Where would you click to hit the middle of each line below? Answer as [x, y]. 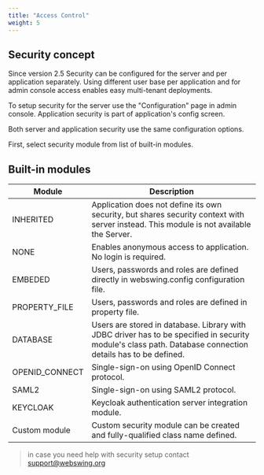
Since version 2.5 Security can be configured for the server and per [118, 74]
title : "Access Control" [49, 15]
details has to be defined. [138, 354]
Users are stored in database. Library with [169, 325]
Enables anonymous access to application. [170, 247]
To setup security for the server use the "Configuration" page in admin [123, 106]
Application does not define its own [157, 205]
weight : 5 [24, 23]
